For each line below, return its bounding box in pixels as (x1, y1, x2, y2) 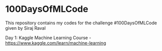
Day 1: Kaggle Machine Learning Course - (5, 35, 91, 41)
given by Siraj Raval (5, 25, 46, 31)
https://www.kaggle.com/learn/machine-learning (5, 40, 106, 46)
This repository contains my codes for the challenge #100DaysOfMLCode (5, 20, 157, 26)
